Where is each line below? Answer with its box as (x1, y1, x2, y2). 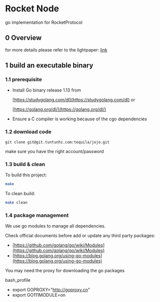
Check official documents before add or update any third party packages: (5, 233, 156, 239)
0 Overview (5, 34, 42, 42)
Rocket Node (5, 3, 59, 14)
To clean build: (5, 190, 36, 196)
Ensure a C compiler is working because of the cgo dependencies (12, 116, 147, 122)
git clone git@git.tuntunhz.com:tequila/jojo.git (5, 140, 110, 145)
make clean (5, 200, 28, 205)
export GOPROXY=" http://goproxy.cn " (12, 287, 90, 293)
